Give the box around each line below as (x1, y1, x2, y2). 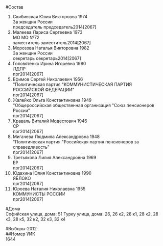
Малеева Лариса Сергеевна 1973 (12, 29, 83, 35)
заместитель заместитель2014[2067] (12, 40, 91, 46)
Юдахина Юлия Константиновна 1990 (12, 170, 92, 176)
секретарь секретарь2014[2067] (12, 55, 81, 61)
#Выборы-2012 (5, 226, 37, 231)
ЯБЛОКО (12, 175, 31, 181)
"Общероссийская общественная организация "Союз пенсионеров (12, 103, 155, 108)
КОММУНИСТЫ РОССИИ (12, 191, 66, 197)
